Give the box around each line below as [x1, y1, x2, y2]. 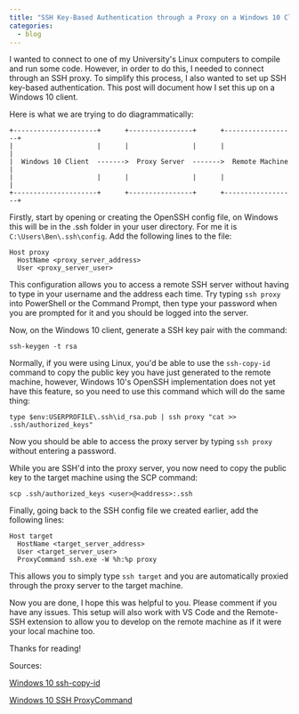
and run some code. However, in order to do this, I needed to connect [9, 63, 264, 74]
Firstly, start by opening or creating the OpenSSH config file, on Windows [9, 212, 279, 223]
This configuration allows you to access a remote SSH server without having [9, 280, 289, 290]
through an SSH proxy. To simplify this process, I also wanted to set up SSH [9, 73, 287, 84]
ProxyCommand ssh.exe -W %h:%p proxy [17, 556, 158, 564]
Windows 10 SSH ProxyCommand [9, 695, 133, 706]
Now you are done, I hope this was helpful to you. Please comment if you [9, 597, 278, 608]
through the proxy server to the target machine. [9, 580, 184, 591]
